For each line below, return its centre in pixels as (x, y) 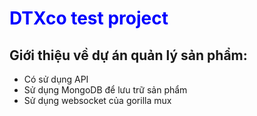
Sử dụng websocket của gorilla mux (97, 100)
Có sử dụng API (56, 79)
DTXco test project (89, 18)
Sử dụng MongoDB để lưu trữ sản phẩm (105, 90)
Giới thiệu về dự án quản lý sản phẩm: (128, 55)
